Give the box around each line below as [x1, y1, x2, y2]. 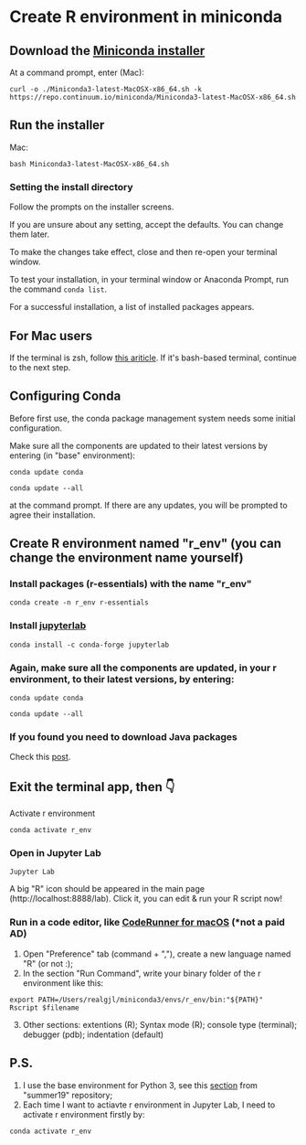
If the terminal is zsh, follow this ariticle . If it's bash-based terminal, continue [9, 352, 297, 363]
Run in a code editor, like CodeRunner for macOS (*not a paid [9, 916, 286, 929]
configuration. [9, 423, 62, 433]
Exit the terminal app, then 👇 [9, 779, 175, 795]
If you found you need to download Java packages [9, 730, 237, 743]
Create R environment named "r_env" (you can [9, 536, 281, 551]
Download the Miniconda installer [9, 43, 206, 59]
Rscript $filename [9, 1003, 79, 1012]
